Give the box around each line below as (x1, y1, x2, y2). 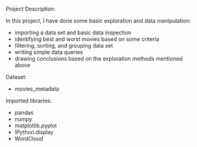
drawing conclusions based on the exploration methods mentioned (14, 55, 183, 62)
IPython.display (14, 129, 54, 135)
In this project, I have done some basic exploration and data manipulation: (5, 17, 192, 24)
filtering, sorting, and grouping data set (14, 42, 113, 49)
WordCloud (14, 135, 43, 142)
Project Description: (5, 6, 56, 12)
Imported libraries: (5, 97, 52, 104)
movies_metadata (14, 85, 59, 92)
